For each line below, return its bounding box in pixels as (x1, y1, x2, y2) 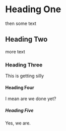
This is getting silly (5, 73, 44, 79)
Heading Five (5, 107, 34, 113)
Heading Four (5, 84, 34, 90)
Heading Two (5, 35, 48, 44)
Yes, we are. (5, 120, 31, 126)
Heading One (5, 4, 61, 15)
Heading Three (5, 61, 43, 68)
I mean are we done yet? (5, 95, 56, 102)
